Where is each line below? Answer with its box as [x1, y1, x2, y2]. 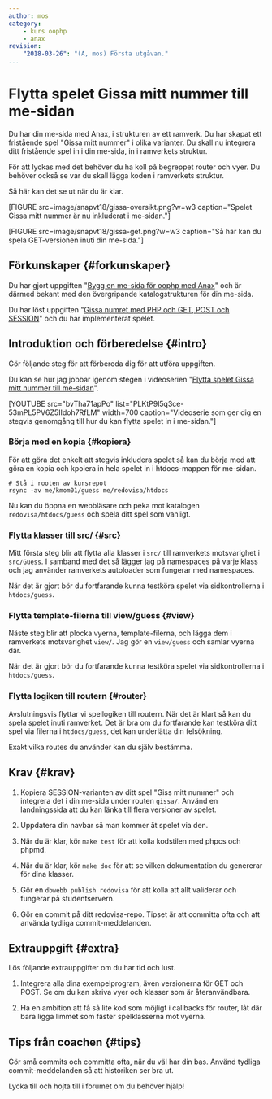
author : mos [8, 11, 49, 20]
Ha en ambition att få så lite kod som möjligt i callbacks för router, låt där [19, 1003, 262, 1013]
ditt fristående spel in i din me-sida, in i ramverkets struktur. [8, 146, 208, 155]
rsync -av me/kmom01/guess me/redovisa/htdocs [8, 486, 169, 495]
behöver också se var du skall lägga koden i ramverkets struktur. [8, 170, 225, 180]
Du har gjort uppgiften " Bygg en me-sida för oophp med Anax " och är [8, 280, 242, 290]
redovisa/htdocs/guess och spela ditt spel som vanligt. [8, 509, 191, 519]
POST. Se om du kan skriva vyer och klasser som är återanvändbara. [19, 988, 251, 997]
